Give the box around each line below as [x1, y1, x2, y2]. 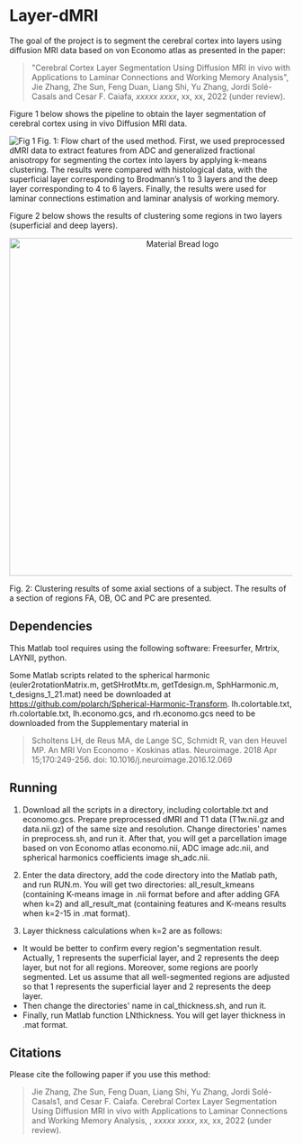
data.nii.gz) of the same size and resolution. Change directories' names [22, 823, 288, 834]
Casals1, [31, 1096, 63, 1107]
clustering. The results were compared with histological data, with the [9, 164, 268, 175]
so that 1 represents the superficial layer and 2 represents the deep [22, 981, 271, 992]
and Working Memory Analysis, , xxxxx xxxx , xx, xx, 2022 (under [31, 1115, 272, 1126]
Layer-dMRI [9, 5, 99, 26]
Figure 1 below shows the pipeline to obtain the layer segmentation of [9, 108, 267, 119]
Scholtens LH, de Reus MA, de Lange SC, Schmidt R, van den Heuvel [31, 735, 288, 746]
